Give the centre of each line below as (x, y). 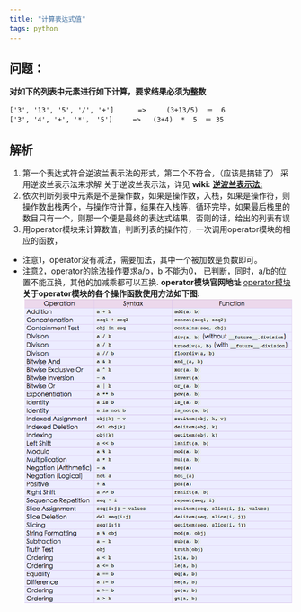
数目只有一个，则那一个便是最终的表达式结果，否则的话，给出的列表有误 (156, 218)
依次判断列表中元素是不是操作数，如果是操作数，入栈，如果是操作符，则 (156, 196)
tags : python (34, 28)
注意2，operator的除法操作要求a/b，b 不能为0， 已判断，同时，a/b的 (150, 271)
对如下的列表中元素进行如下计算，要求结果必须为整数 (108, 92)
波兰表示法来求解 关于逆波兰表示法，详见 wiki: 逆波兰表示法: (150, 184)
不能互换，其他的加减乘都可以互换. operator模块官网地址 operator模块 (160, 283)
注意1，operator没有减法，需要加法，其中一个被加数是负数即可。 (142, 260)
